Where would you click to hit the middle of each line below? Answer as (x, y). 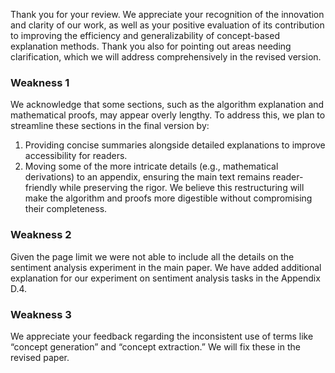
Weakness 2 (41, 235)
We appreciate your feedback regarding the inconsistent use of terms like (162, 336)
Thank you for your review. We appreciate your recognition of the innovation (167, 14)
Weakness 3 (41, 314)
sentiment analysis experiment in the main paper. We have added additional (166, 267)
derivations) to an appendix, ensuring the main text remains (147, 177)
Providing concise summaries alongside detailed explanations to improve (175, 145)
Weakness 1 (40, 82)
